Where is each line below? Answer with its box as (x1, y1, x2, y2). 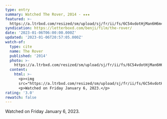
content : (9, 67, 28, 72)
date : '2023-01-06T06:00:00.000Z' (5, 30, 77, 35)
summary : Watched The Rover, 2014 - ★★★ (5, 12, 90, 17)
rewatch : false (5, 95, 37, 100)
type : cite (9, 44, 32, 49)
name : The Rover (9, 49, 43, 54)
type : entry (5, 7, 30, 12)
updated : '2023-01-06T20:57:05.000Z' (5, 35, 83, 40)
